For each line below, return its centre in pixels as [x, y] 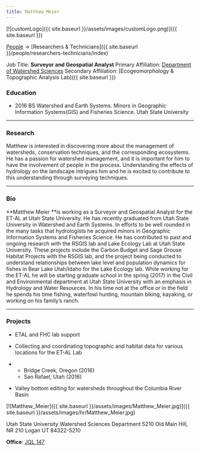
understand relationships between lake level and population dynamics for [96, 262]
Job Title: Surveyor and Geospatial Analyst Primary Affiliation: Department [99, 64]
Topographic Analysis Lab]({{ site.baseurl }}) [61, 77]
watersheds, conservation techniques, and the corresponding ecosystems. [98, 152]
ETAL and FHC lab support [47, 334]
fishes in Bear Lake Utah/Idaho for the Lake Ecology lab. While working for [97, 268]
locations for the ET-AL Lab [48, 352]
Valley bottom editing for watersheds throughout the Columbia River [98, 388]
